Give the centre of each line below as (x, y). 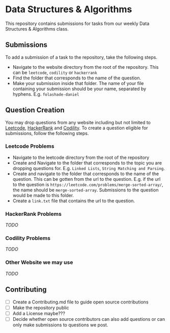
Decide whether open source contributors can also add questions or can (89, 319)
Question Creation (35, 110)
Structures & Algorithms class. (37, 29)
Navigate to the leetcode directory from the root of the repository (81, 157)
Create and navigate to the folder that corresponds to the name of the (86, 174)
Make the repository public (41, 308)
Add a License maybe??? (39, 313)
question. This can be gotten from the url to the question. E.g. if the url (87, 179)
